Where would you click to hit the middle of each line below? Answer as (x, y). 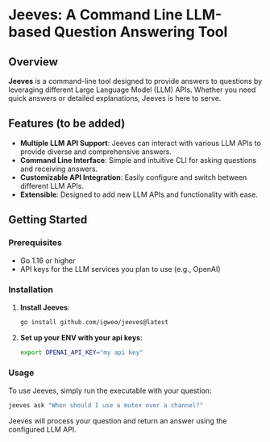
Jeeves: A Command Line (96, 15)
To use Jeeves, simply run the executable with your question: (110, 390)
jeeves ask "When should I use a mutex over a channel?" (106, 405)
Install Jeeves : (45, 307)
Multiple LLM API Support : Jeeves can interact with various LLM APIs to (141, 143)
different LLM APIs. (52, 186)
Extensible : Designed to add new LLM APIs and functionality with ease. (139, 194)
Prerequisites (35, 243)
